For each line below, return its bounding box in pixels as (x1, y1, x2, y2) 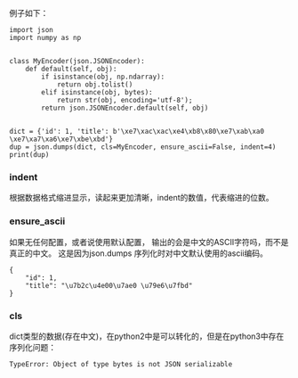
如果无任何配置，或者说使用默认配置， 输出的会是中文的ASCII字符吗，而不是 (9, 236, 289, 247)
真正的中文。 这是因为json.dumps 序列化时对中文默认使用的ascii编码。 (9, 248, 269, 259)
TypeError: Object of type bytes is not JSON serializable (9, 359, 233, 368)
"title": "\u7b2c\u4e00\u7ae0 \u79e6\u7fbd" (25, 281, 193, 290)
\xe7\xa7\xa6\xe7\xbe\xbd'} (9, 135, 114, 144)
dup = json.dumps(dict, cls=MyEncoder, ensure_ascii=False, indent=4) (9, 143, 277, 152)
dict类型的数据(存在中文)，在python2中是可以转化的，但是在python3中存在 (9, 331, 285, 341)
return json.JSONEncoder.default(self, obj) (41, 103, 209, 112)
